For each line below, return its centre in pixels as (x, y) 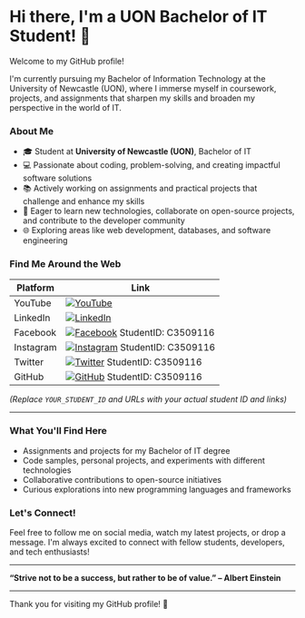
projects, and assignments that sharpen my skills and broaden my (133, 98)
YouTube (33, 303)
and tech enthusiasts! (49, 552)
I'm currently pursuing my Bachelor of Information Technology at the (138, 78)
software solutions (57, 178)
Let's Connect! (43, 513)
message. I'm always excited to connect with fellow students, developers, (147, 543)
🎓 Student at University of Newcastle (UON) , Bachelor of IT (137, 152)
